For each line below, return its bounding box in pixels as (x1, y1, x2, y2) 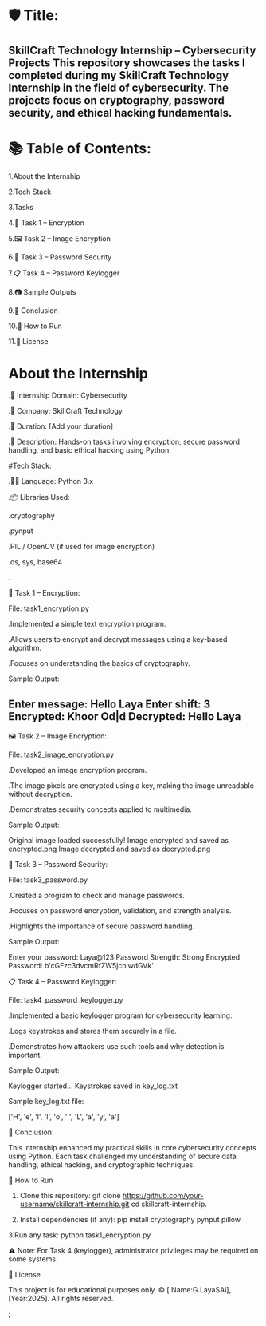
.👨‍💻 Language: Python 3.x (8, 477, 94, 486)
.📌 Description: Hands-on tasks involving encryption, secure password (8, 437, 241, 447)
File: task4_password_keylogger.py (8, 995, 123, 1005)
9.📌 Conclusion (8, 305, 58, 315)
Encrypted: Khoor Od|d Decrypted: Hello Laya (8, 710, 241, 723)
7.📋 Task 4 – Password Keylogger (8, 268, 120, 278)
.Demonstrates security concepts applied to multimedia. (8, 805, 193, 814)
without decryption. (8, 790, 73, 799)
